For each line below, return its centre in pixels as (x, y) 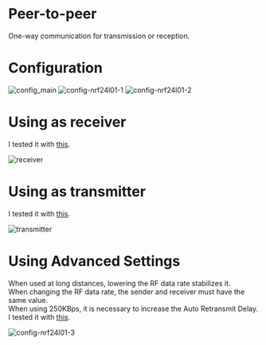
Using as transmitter (77, 192)
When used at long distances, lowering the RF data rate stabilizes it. (119, 283)
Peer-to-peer (53, 14)
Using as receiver (67, 122)
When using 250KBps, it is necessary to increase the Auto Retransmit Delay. (133, 308)
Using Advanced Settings (94, 261)
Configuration (56, 68)
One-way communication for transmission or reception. (99, 36)
